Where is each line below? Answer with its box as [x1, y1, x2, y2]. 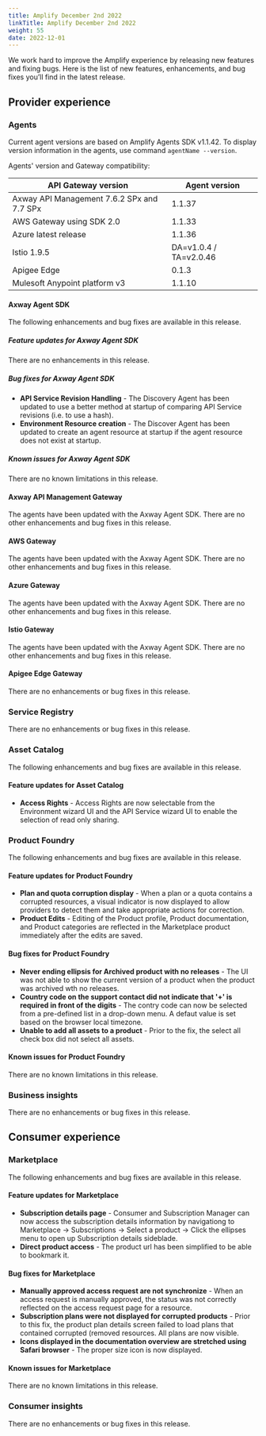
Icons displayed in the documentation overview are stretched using [19, 1337, 247, 1346]
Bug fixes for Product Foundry [8, 949, 110, 958]
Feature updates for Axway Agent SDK [8, 335, 139, 345]
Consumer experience [8, 1131, 121, 1144]
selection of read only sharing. [19, 815, 120, 824]
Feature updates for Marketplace [8, 1191, 119, 1200]
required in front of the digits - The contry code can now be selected [19, 1000, 248, 1010]
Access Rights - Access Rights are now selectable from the [19, 798, 215, 808]
